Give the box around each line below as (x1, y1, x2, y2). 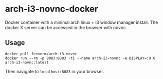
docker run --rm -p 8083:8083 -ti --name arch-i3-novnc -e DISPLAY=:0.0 (5, 56, 156, 61)
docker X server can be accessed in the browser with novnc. (5, 24, 127, 30)
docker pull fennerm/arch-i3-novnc (5, 51, 77, 56)
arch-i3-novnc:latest (5, 60, 49, 65)
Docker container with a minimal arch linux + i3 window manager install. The (5, 19, 158, 25)
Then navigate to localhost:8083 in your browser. (5, 68, 105, 74)
